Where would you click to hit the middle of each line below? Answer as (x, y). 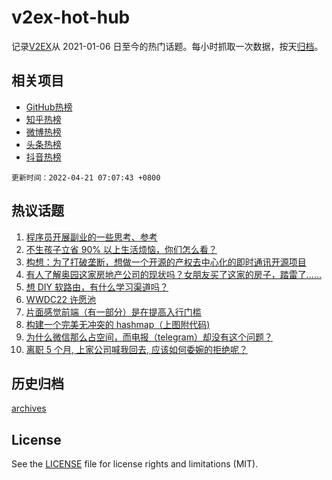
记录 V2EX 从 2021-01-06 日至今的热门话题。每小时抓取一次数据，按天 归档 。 (167, 46)
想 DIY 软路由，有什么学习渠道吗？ (97, 287)
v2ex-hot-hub (71, 17)
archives (29, 408)
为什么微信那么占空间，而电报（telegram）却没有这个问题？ (149, 337)
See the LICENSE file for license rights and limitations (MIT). (135, 464)
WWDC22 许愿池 (61, 299)
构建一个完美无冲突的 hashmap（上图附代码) (118, 324)
